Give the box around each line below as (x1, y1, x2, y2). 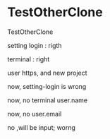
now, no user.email (7, 109, 62, 118)
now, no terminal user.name (7, 96, 88, 104)
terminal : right (7, 54, 50, 64)
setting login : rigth (7, 41, 62, 49)
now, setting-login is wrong (7, 82, 87, 90)
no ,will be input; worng (7, 123, 76, 131)
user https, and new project (7, 68, 87, 77)
